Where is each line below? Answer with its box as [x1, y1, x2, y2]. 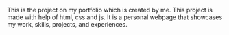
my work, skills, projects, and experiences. [7, 21, 128, 28]
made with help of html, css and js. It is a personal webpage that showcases [7, 13, 223, 21]
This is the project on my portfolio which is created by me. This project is [7, 6, 213, 14]
